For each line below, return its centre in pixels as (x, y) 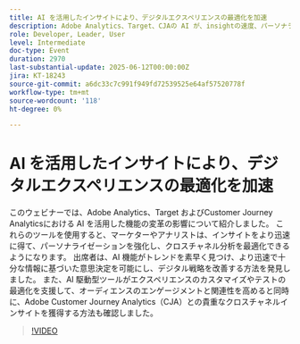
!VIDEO (44, 331)
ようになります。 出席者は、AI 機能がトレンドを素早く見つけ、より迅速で (144, 257)
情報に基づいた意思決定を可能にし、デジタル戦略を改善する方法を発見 (154, 268)
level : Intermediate (48, 42)
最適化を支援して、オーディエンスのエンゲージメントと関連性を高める (137, 290)
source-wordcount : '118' (55, 101)
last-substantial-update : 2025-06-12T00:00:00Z (100, 68)
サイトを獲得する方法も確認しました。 (87, 313)
